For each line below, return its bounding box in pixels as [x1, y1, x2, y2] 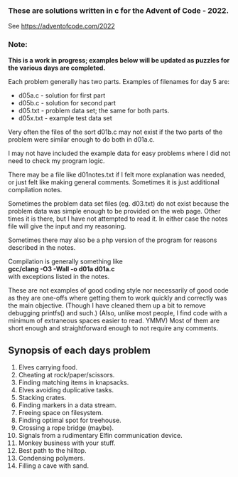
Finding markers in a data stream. [18, 401, 117, 409]
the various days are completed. [8, 63, 106, 72]
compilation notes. [8, 185, 63, 194]
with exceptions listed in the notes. [8, 272, 110, 281]
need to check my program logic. [8, 156, 105, 165]
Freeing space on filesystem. [18, 409, 104, 417]
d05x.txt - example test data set [18, 113, 112, 122]
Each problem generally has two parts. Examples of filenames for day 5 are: [8, 77, 230, 85]
